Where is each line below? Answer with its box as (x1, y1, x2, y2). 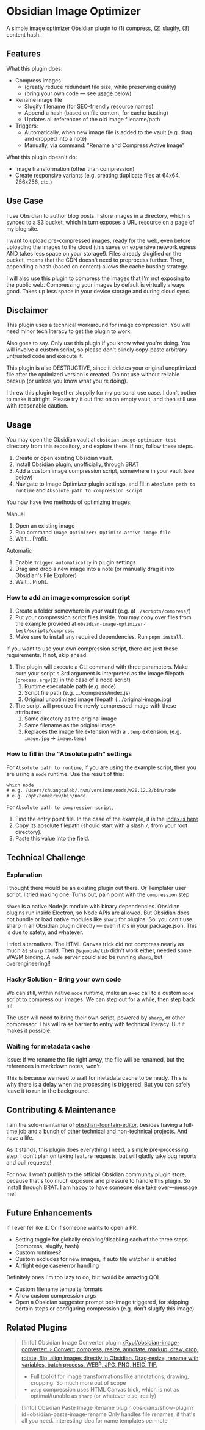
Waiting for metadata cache (6, 1042, 90, 1051)
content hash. (6, 31, 41, 38)
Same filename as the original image (24, 722, 116, 729)
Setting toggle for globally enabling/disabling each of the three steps (15, 1235, 188, 1243)
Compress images (15, 76, 61, 84)
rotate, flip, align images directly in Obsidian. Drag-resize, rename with (21, 1354, 199, 1362)
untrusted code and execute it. (6, 353, 84, 360)
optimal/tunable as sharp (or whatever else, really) (30, 1392, 157, 1399)
